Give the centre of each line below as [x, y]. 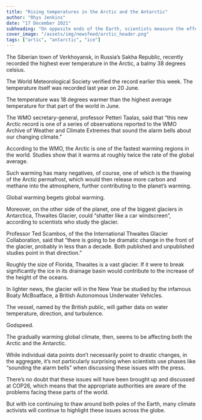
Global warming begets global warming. [56, 197]
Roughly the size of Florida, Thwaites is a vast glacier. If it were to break [95, 265]
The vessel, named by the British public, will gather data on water [87, 307]
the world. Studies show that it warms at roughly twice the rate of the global [100, 155]
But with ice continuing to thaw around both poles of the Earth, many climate [101, 404]
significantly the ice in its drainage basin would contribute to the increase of [100, 271]
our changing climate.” [34, 137]
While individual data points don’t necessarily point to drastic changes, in [97, 355]
